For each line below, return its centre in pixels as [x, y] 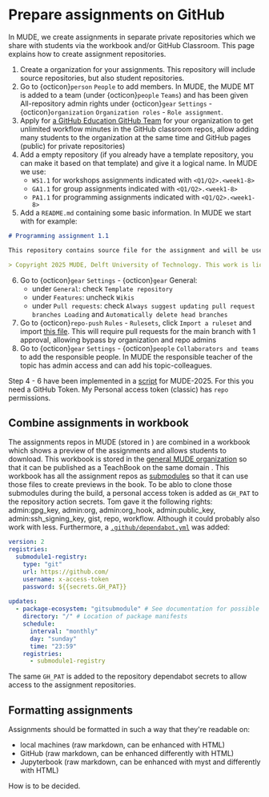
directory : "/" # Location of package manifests [105, 617]
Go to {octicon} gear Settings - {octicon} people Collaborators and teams [139, 348]
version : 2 [26, 542]
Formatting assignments [71, 710]
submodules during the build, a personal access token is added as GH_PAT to [133, 493]
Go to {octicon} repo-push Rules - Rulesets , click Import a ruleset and [136, 323]
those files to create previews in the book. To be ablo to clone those [120, 485]
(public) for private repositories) [72, 146]
